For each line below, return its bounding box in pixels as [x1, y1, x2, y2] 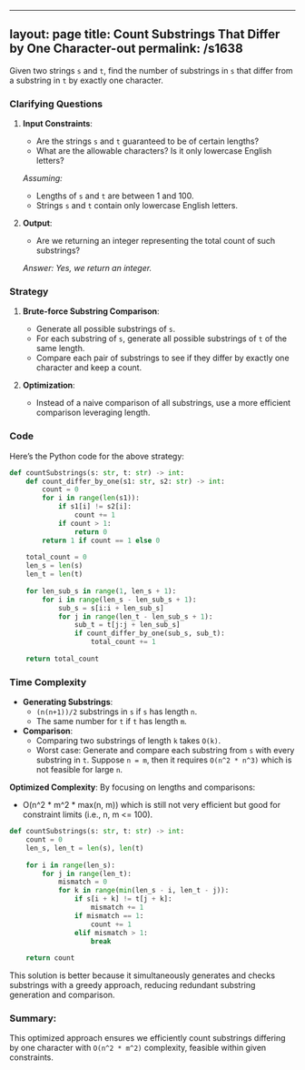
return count [25, 954, 75, 963]
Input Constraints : [22, 118, 93, 129]
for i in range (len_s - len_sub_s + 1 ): [42, 595, 197, 604]
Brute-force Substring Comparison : [22, 306, 161, 317]
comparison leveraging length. [35, 407, 151, 419]
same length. [35, 343, 85, 354]
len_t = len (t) [25, 570, 84, 579]
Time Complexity [9, 675, 87, 688]
